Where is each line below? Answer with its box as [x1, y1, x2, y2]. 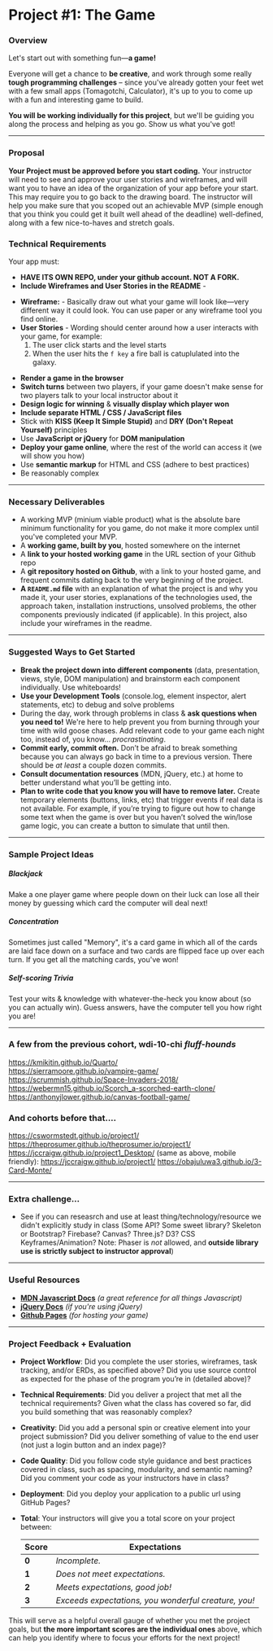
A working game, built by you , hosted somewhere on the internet [19, 541, 241, 550]
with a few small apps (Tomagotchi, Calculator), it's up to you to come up [8, 86, 253, 96]
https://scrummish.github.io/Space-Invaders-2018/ [8, 1075, 179, 1084]
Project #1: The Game [8, 6, 156, 24]
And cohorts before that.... [8, 1112, 117, 1123]
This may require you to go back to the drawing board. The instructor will [8, 191, 253, 201]
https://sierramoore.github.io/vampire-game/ [8, 1066, 159, 1075]
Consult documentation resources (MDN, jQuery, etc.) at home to [19, 769, 244, 778]
